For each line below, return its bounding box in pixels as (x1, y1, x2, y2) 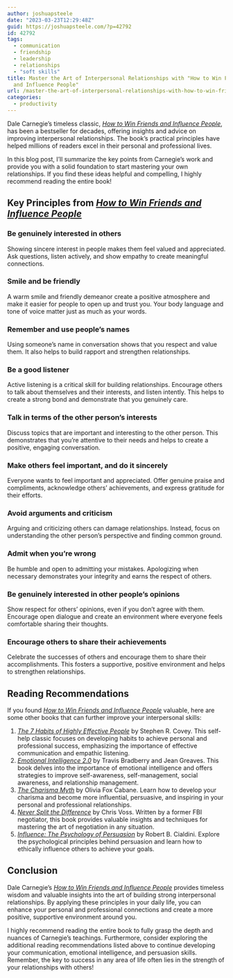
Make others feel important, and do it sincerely (7, 461, 169, 470)
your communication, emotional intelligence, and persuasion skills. (7, 948, 198, 956)
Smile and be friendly (7, 277, 81, 286)
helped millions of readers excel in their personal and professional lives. (7, 141, 212, 150)
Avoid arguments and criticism (7, 508, 113, 517)
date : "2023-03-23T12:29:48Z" (7, 17, 95, 24)
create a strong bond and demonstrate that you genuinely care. (7, 395, 189, 404)
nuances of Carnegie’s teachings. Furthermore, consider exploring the (7, 934, 208, 942)
